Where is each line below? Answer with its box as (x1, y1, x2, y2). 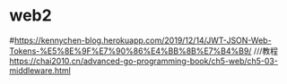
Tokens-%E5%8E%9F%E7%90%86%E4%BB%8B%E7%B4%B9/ (9, 46, 252, 56)
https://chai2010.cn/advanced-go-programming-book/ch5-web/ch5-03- (9, 55, 278, 66)
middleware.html (9, 64, 72, 76)
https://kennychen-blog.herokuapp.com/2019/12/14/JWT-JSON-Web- (13, 35, 272, 46)
